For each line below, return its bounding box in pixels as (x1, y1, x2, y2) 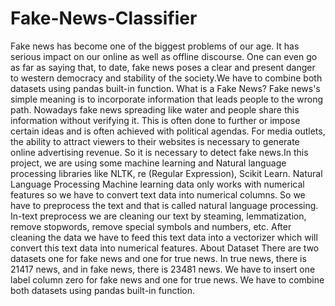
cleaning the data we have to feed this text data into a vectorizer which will (10, 231, 318, 243)
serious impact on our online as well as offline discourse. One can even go (10, 50, 318, 62)
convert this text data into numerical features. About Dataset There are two (10, 242, 320, 254)
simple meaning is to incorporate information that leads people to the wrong (10, 93, 324, 105)
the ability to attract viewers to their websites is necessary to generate (10, 135, 300, 147)
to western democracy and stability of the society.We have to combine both (10, 72, 323, 84)
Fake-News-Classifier (10, 7, 198, 30)
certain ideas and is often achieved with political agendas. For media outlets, (10, 125, 326, 137)
